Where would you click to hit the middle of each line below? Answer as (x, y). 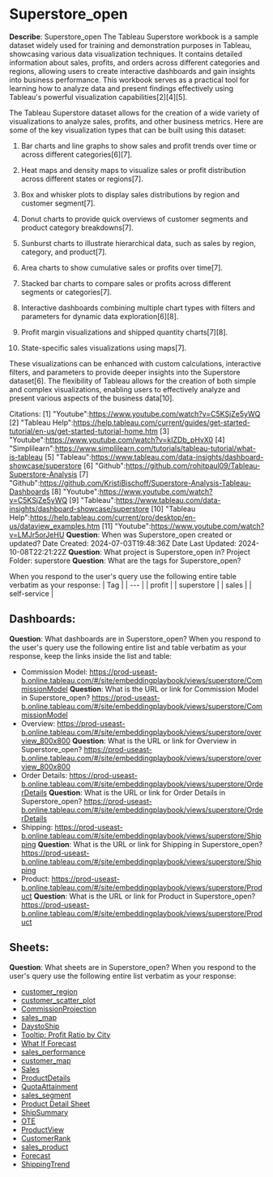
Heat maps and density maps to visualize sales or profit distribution (133, 170)
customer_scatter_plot (58, 1000)
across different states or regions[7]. (82, 179)
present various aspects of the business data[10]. (92, 398)
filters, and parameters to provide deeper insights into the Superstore (125, 372)
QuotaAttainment (49, 1086)
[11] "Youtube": (126, 526)
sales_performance (53, 1052)
